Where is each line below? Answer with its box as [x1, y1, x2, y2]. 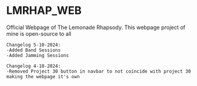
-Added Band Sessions [6, 47, 61, 53]
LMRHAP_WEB [6, 4, 82, 18]
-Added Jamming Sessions [6, 52, 69, 58]
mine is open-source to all [6, 30, 72, 37]
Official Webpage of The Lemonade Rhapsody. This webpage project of [6, 24, 186, 31]
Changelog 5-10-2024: [6, 42, 61, 48]
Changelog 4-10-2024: [6, 63, 61, 69]
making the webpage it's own [6, 73, 80, 79]
